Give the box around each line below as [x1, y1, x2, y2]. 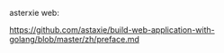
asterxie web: [9, 8, 60, 18]
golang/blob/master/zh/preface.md [9, 34, 139, 44]
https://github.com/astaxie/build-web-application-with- [9, 25, 215, 34]
